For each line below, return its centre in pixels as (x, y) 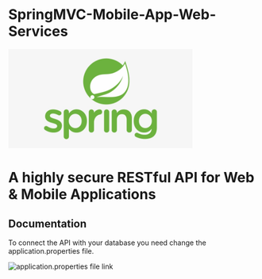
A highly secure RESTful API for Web (131, 178)
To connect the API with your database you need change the (107, 243)
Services (39, 31)
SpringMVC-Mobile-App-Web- (112, 15)
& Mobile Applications (82, 195)
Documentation (48, 224)
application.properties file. (51, 250)
